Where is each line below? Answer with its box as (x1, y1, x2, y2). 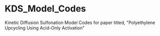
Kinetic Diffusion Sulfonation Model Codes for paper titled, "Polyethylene (5, 19, 155, 25)
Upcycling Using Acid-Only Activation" (5, 24, 85, 30)
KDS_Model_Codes (5, 3, 86, 14)
